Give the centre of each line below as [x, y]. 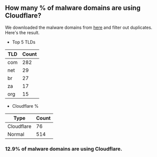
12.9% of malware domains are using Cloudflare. [64, 149]
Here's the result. [22, 32]
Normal [16, 134]
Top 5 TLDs [24, 42]
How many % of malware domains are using [73, 8]
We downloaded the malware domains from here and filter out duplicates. [79, 27]
